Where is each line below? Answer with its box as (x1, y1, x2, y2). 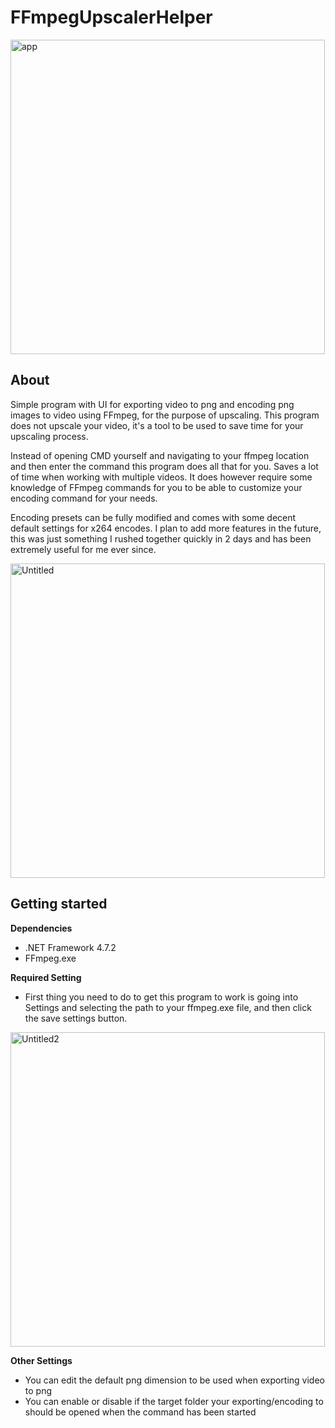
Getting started (10, 896, 108, 913)
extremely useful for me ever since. (10, 543, 157, 555)
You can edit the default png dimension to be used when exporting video (24, 1374, 325, 1386)
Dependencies (10, 922, 73, 934)
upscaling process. (10, 430, 89, 442)
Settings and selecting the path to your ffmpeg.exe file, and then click (24, 1001, 312, 1013)
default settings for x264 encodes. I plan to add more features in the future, (10, 522, 322, 534)
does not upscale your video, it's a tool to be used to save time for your (10, 419, 304, 431)
